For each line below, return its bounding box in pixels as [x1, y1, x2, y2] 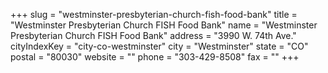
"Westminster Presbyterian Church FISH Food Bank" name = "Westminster [10, 19, 318, 31]
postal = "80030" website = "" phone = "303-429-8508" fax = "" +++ [10, 51, 300, 63]
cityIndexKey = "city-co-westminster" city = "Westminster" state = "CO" [10, 40, 309, 52]
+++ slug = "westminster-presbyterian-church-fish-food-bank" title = [10, 9, 298, 20]
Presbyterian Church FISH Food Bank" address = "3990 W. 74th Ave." [10, 30, 297, 41]
